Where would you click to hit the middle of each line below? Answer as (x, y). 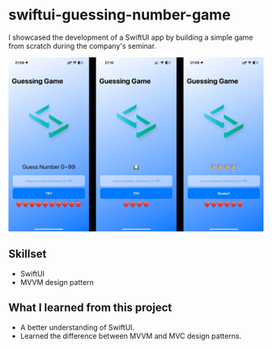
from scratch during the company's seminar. (82, 45)
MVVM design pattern (57, 282)
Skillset (28, 254)
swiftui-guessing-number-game (119, 15)
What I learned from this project (90, 308)
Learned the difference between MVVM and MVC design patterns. (131, 336)
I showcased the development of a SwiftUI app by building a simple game (131, 37)
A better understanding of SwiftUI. (77, 327)
